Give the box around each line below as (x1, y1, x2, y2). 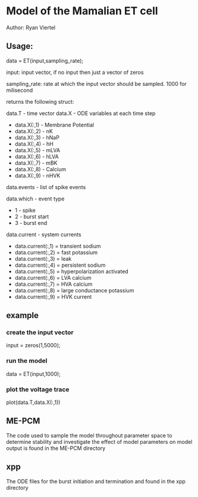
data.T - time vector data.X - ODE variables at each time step (6, 109, 156, 117)
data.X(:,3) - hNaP (14, 134, 59, 141)
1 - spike (14, 206, 36, 214)
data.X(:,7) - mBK (14, 159, 58, 166)
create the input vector (6, 328, 74, 337)
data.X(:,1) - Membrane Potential (14, 121, 94, 128)
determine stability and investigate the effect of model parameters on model (6, 438, 193, 445)
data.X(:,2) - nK (14, 127, 54, 135)
